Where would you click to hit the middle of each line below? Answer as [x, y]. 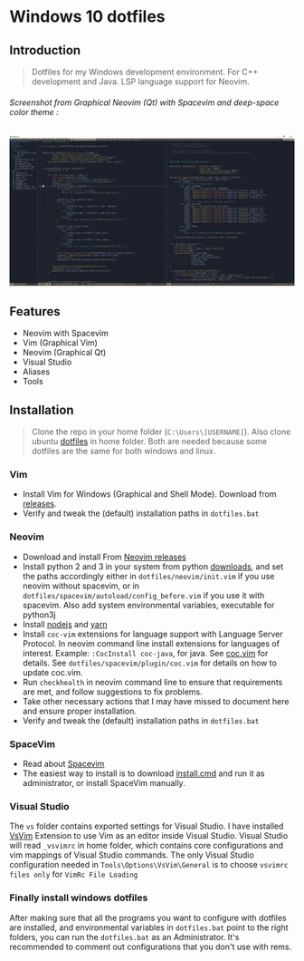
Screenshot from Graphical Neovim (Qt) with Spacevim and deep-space [144, 102]
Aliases [36, 372]
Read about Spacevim [63, 763]
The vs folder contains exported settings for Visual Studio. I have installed [147, 826]
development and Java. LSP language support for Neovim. [141, 82]
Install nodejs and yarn [65, 624]
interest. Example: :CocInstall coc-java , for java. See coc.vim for [145, 653]
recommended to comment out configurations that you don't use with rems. [151, 946]
